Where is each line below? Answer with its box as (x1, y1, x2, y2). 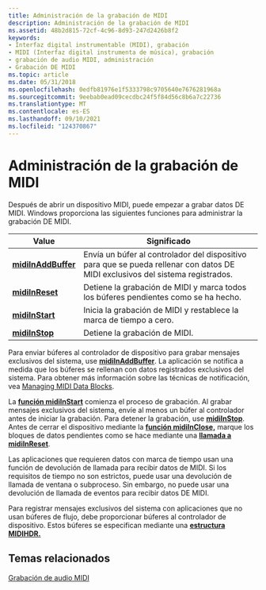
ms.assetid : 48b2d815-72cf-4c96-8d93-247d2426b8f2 (8, 26, 179, 34)
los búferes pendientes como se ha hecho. (82, 291, 241, 303)
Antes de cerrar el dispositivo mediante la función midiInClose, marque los (8, 422, 254, 431)
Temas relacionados (8, 552, 111, 565)
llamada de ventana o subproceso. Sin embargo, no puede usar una (8, 480, 230, 489)
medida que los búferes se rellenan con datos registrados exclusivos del (8, 364, 244, 374)
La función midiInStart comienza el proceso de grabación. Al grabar (8, 396, 232, 406)
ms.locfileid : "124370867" (8, 122, 97, 130)
